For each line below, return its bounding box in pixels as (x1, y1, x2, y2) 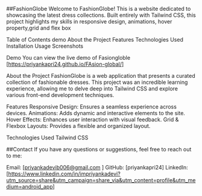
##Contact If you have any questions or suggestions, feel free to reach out (6, 146, 192, 153)
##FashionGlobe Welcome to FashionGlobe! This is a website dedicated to (6, 5, 191, 12)
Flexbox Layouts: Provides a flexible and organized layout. (6, 122, 151, 129)
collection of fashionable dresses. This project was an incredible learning (6, 78, 188, 86)
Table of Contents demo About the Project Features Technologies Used (6, 36, 184, 43)
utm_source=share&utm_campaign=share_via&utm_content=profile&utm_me (6, 177, 196, 183)
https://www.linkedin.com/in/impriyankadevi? (8, 170, 121, 177)
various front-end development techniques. (6, 92, 115, 98)
